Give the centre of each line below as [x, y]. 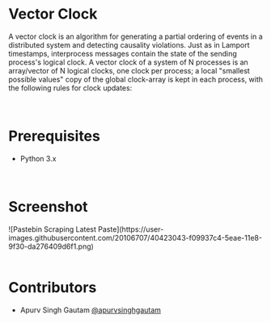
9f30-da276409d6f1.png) [51, 246]
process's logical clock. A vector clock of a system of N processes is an [128, 62]
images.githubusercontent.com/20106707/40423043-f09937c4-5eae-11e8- [135, 237]
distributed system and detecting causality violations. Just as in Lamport [129, 44]
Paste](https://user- [131, 229]
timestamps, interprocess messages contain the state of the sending [123, 53]
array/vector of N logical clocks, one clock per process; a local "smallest [129, 70]
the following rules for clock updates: [70, 88]
